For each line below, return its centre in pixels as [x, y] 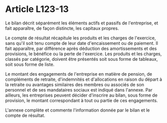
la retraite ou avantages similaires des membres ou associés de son [75, 84]
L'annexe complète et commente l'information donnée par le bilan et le [78, 110]
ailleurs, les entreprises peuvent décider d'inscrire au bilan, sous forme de [82, 95]
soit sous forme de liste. [30, 64]
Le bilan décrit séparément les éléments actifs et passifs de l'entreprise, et [82, 23]
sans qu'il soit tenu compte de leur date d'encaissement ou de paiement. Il [82, 43]
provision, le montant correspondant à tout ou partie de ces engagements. [82, 100]
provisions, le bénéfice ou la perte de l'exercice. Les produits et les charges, [83, 54]
